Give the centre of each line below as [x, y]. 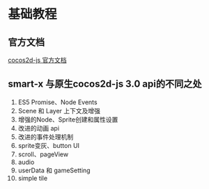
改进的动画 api [39, 128]
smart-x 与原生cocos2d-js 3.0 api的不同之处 [105, 84]
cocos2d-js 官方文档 [37, 60]
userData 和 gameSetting [54, 170]
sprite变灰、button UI [48, 145]
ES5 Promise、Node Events [57, 102]
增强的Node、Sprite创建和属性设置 [68, 120]
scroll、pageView [43, 154]
